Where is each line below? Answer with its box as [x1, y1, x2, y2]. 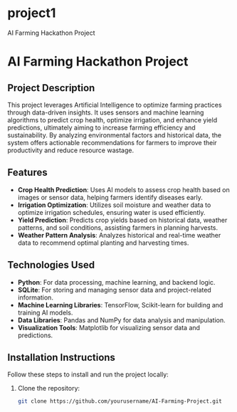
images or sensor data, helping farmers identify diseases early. [17, 193, 203, 201]
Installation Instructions [7, 351, 116, 364]
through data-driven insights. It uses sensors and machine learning [7, 108, 204, 117]
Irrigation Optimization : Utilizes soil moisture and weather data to [17, 201, 211, 209]
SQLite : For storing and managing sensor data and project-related [17, 285, 211, 294]
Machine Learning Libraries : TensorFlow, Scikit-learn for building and [17, 300, 223, 309]
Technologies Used [7, 259, 95, 271]
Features [7, 167, 48, 179]
